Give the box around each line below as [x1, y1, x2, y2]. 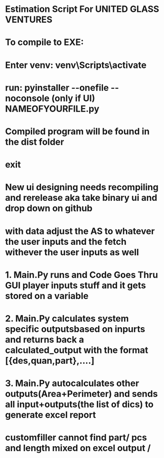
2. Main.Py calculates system [5, 313, 129, 324]
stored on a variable [5, 290, 89, 301]
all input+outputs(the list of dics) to [5, 399, 154, 410]
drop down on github [5, 203, 93, 214]
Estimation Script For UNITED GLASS [5, 3, 160, 15]
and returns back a [5, 334, 84, 345]
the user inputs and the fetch [5, 236, 127, 247]
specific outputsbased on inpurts [5, 323, 145, 335]
